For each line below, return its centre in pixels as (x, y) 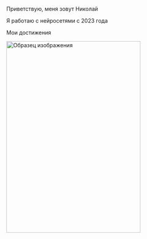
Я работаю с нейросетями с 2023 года (57, 21)
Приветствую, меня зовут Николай (52, 9)
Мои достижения (29, 32)
